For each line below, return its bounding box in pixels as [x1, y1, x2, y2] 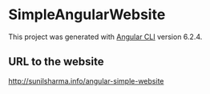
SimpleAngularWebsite [8, 6, 166, 24]
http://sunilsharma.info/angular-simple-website [8, 76, 164, 85]
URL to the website [8, 55, 104, 69]
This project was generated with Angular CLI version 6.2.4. [8, 32, 203, 41]
